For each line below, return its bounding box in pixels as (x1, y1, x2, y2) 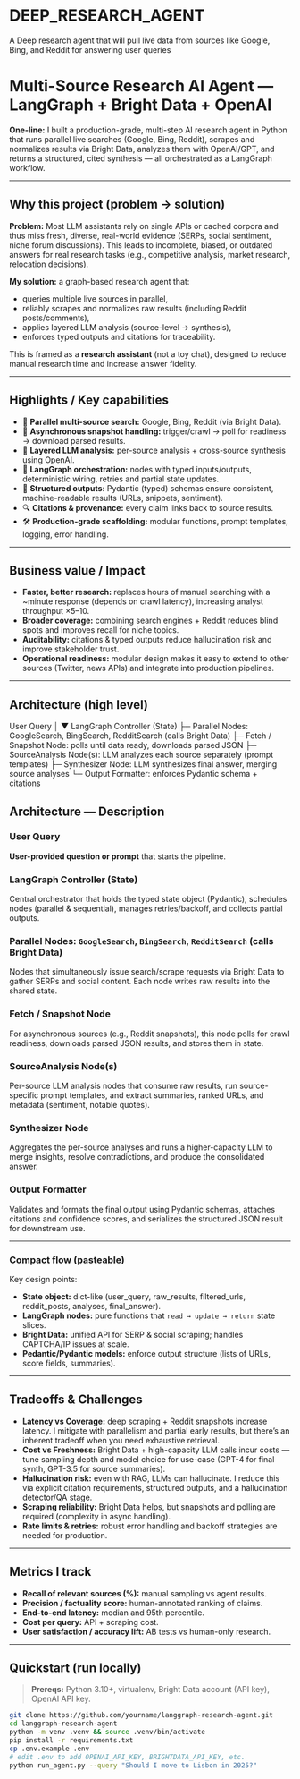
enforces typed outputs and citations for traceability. (21, 331, 216, 342)
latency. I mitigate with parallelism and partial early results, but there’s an (21, 1425, 290, 1436)
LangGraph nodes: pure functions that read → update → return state (21, 1310, 276, 1321)
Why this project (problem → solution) (9, 197, 226, 212)
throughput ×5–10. (21, 606, 90, 617)
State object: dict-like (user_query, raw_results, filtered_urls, (21, 1290, 246, 1302)
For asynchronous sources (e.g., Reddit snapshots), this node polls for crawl (9, 1028, 290, 1039)
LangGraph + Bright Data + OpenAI (9, 95, 272, 115)
